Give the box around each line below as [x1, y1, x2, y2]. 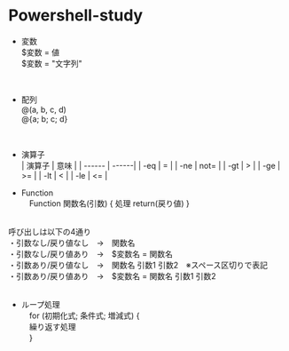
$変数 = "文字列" [20, 58, 82, 68]
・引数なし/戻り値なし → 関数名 [8, 237, 136, 248]
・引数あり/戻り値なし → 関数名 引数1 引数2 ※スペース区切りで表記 [8, 259, 268, 270]
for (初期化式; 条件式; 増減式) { [28, 310, 140, 321]
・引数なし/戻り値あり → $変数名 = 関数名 [8, 248, 174, 259]
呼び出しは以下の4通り [8, 226, 92, 236]
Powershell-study [8, 5, 144, 26]
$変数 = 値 [20, 46, 59, 58]
